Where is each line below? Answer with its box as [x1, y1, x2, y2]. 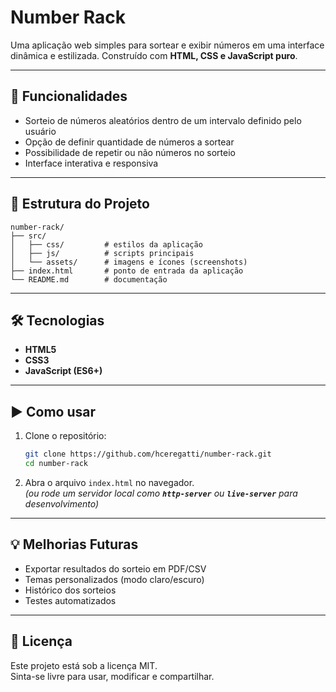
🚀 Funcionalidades [10, 88, 128, 105]
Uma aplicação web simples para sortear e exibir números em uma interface [10, 39, 325, 51]
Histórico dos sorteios [24, 584, 117, 596]
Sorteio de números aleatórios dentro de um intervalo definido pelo [24, 114, 302, 126]
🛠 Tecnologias [10, 312, 105, 329]
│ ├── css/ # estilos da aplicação [10, 239, 203, 250]
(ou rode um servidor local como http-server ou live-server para [24, 487, 298, 499]
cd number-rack [24, 459, 89, 469]
